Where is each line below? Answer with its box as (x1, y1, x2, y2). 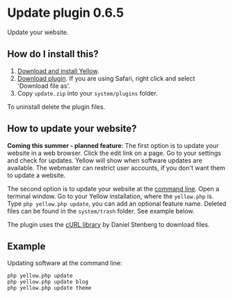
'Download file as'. (17, 82, 71, 90)
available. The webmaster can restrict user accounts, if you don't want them (7, 163, 226, 172)
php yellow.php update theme (7, 285, 92, 292)
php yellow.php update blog (7, 278, 89, 285)
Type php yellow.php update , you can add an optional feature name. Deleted (7, 199, 227, 207)
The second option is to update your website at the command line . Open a (7, 184, 220, 193)
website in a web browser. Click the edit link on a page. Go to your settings (7, 149, 221, 157)
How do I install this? (7, 48, 99, 60)
